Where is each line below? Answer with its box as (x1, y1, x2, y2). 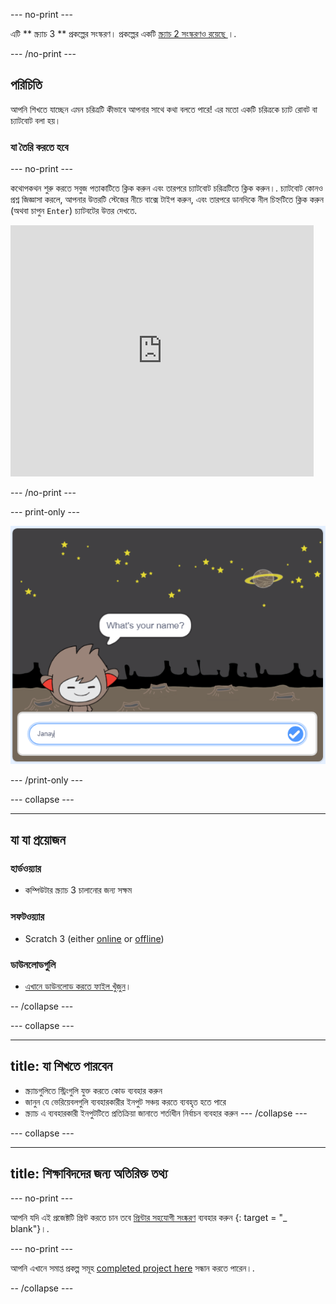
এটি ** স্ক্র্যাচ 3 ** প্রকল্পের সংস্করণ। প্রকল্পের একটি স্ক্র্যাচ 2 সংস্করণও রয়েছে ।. (10, 28, 237, 39)
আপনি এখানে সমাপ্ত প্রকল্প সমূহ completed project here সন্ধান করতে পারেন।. (10, 1262, 255, 1274)
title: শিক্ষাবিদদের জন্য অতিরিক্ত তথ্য (10, 1165, 168, 1183)
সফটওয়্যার (10, 910, 45, 924)
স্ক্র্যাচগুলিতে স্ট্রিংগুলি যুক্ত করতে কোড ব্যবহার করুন (24, 1084, 163, 1096)
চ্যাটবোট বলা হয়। (10, 114, 62, 126)
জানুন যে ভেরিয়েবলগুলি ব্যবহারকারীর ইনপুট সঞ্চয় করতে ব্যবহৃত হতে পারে (24, 1095, 227, 1108)
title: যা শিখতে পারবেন (10, 1058, 113, 1075)
